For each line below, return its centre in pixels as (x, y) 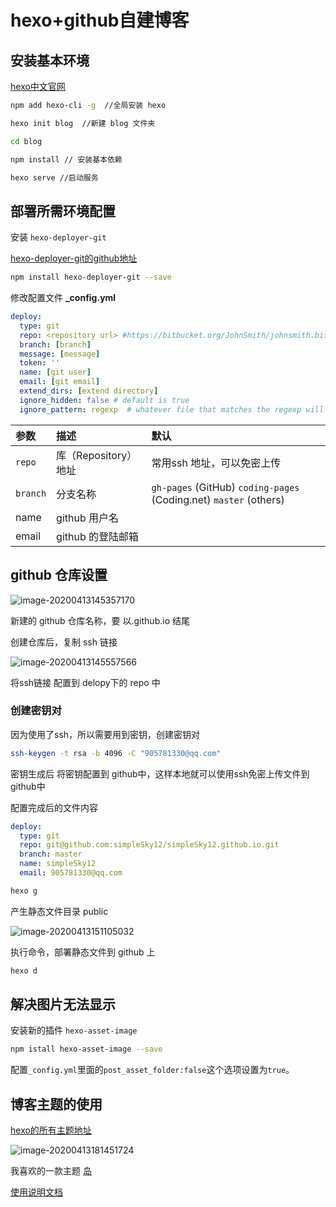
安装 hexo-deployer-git (58, 237)
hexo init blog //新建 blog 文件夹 (83, 123)
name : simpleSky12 (58, 864)
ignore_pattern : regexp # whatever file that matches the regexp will (172, 409)
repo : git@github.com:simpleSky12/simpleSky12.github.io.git (149, 845)
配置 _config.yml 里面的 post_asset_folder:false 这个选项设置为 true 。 (152, 1070)
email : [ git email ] (60, 382)
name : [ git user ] (55, 372)
